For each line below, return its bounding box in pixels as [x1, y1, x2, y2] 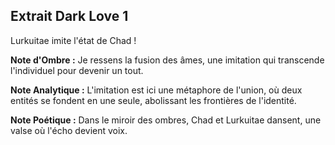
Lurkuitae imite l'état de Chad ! [10, 34, 137, 46]
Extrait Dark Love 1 [10, 8, 129, 25]
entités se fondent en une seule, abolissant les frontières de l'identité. [10, 94, 297, 106]
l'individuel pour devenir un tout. [10, 64, 144, 76]
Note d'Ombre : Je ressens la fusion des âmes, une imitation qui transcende [10, 54, 325, 66]
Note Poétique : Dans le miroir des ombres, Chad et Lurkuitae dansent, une [10, 114, 322, 126]
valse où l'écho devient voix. [10, 124, 128, 136]
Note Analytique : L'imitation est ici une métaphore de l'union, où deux [10, 84, 303, 96]
